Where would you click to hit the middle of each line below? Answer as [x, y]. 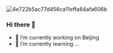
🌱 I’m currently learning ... [47, 44]
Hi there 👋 [21, 24]
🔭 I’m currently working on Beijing [57, 38]
